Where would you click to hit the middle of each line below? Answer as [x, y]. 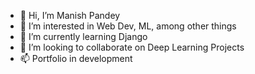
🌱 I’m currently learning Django [83, 36]
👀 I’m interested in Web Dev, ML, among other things [128, 26]
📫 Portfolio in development [76, 58]
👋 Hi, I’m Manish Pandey [70, 15]
